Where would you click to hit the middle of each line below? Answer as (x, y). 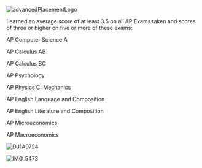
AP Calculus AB (26, 52)
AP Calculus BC (26, 63)
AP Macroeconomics (33, 135)
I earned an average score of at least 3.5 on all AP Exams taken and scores (101, 21)
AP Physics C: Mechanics (39, 87)
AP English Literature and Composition (55, 111)
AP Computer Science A (37, 40)
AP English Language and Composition (56, 99)
